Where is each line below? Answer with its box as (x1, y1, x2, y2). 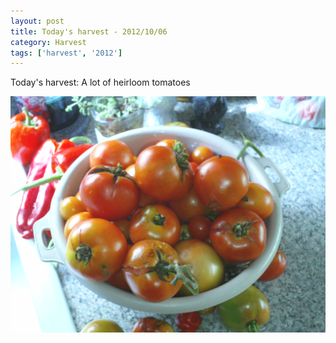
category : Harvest (10, 37, 87, 47)
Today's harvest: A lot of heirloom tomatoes (10, 76, 191, 89)
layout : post (10, 16, 65, 26)
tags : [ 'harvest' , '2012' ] (10, 48, 123, 58)
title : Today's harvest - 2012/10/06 (10, 26, 168, 37)
